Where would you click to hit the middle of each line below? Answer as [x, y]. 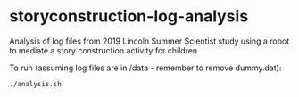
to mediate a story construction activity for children [104, 50]
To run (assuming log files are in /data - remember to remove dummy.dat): [145, 68]
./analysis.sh [36, 84]
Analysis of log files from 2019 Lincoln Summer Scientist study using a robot [149, 41]
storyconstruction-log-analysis [129, 16]
